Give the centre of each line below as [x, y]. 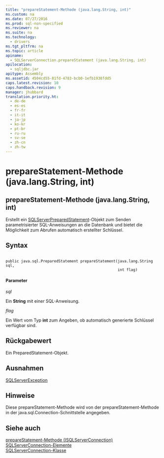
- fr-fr [18, 111]
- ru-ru [18, 133]
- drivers [20, 42]
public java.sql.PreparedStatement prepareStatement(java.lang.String [79, 261]
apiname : [14, 55]
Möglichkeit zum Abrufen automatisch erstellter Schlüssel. [65, 230]
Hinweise [20, 395]
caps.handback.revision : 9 [33, 87]
